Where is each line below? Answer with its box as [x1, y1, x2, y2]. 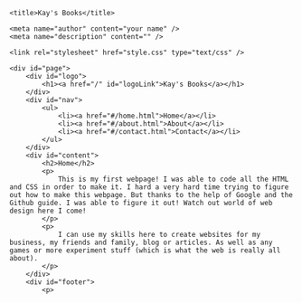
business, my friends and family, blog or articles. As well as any [9, 238, 273, 247]
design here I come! [9, 206, 88, 215]
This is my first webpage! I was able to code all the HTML [57, 175, 289, 184]
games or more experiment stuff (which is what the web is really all [9, 246, 281, 255]
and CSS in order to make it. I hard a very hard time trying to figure [9, 183, 289, 192]
